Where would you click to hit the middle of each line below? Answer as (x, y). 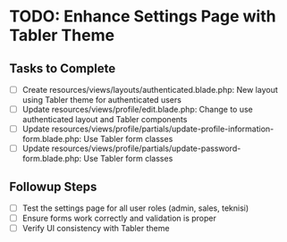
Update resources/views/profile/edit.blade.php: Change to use (137, 110)
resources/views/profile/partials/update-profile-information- (163, 129)
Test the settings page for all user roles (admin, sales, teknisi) (135, 208)
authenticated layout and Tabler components (105, 120)
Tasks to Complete (63, 68)
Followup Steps (53, 186)
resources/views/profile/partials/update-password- (146, 148)
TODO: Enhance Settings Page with (143, 17)
